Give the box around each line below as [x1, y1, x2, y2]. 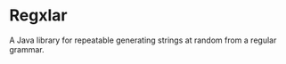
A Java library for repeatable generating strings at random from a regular [9, 35, 277, 45]
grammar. [9, 44, 45, 54]
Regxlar [9, 5, 68, 26]
